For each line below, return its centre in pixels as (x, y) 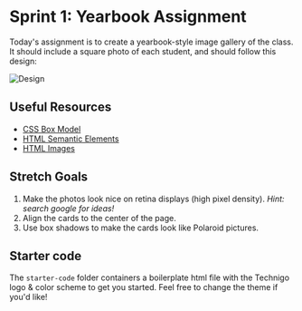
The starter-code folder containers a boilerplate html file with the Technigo (150, 277)
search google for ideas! (68, 208)
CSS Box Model (52, 129)
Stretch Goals (49, 177)
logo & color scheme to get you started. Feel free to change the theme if (144, 287)
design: (24, 61)
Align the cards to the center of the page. (99, 218)
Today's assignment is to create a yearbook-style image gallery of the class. (151, 42)
